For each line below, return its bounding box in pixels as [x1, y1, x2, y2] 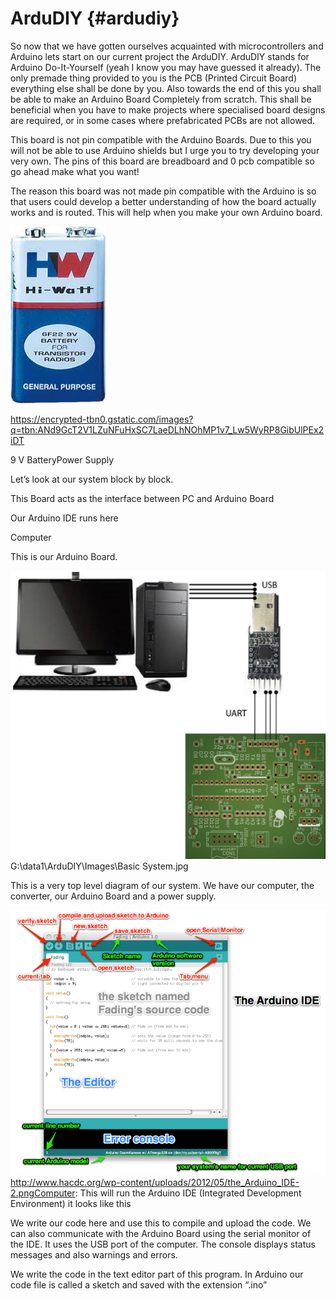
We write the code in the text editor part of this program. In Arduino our [10, 1268, 304, 1281]
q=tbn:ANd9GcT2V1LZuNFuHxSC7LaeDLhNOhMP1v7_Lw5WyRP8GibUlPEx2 [10, 423, 325, 436]
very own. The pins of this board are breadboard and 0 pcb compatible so [10, 155, 315, 167]
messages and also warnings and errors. [10, 1249, 178, 1261]
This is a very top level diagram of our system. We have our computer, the [10, 880, 315, 892]
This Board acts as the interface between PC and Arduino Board [10, 492, 275, 504]
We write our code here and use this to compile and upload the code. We [10, 1217, 312, 1229]
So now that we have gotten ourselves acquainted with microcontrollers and [10, 40, 324, 52]
